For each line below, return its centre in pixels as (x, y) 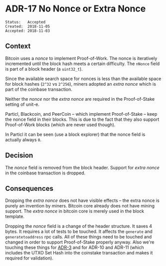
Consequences (29, 188)
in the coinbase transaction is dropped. (45, 173)
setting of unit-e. (22, 104)
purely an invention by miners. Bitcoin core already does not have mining (80, 206)
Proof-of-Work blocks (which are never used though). (60, 124)
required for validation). (29, 258)
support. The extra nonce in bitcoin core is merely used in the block (75, 211)
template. (15, 216)
